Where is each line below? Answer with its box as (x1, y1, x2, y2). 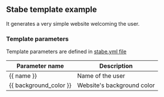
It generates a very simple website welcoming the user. (6, 20, 140, 27)
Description (99, 62, 133, 70)
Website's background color (77, 81, 155, 89)
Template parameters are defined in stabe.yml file (6, 48, 127, 55)
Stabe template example (6, 5, 97, 15)
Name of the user (77, 72, 125, 80)
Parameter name (16, 62, 65, 70)
